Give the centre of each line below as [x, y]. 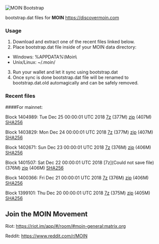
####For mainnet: [24, 107]
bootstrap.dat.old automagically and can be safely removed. [75, 83]
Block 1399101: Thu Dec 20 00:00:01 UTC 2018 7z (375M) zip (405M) [78, 193]
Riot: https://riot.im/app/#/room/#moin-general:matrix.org [66, 226]
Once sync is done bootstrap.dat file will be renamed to [71, 77]
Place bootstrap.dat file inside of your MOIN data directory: [74, 47]
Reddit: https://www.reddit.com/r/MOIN [46, 236]
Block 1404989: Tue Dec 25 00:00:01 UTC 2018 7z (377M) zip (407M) [78, 117]
